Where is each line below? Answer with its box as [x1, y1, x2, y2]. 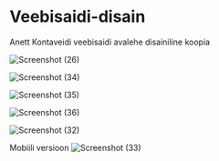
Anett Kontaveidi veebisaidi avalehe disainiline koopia [9, 36, 211, 47]
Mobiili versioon [9, 142, 69, 153]
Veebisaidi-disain [9, 6, 146, 27]
